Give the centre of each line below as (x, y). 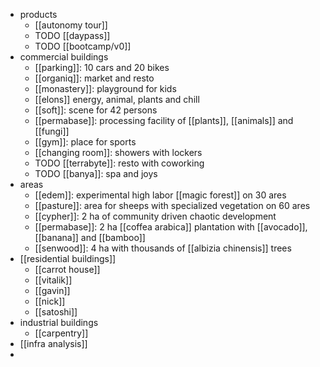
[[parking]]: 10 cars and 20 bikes (102, 67)
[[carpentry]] (61, 333)
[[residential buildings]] (68, 258)
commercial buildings (64, 57)
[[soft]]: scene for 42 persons (96, 110)
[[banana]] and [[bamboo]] (90, 237)
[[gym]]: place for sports (85, 142)
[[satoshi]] (56, 312)
